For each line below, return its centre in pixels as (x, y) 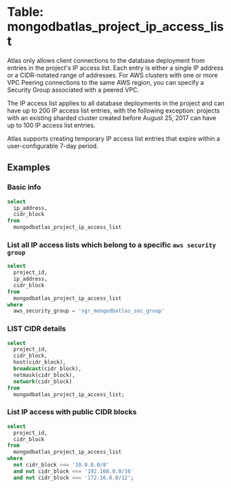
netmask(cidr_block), (44, 375)
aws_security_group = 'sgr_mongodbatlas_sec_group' (89, 311)
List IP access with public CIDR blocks (72, 412)
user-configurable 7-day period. (53, 146)
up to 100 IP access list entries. (51, 125)
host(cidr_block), (40, 362)
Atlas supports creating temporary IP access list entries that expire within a (114, 138)
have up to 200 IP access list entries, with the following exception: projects (113, 110)
